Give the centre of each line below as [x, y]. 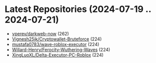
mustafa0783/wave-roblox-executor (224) [55, 44]
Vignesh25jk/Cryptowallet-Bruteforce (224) [57, 39]
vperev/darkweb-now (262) [40, 33]
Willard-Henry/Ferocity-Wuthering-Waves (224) [61, 49]
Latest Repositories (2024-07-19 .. [78, 9]
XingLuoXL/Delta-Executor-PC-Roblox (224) [57, 55]
